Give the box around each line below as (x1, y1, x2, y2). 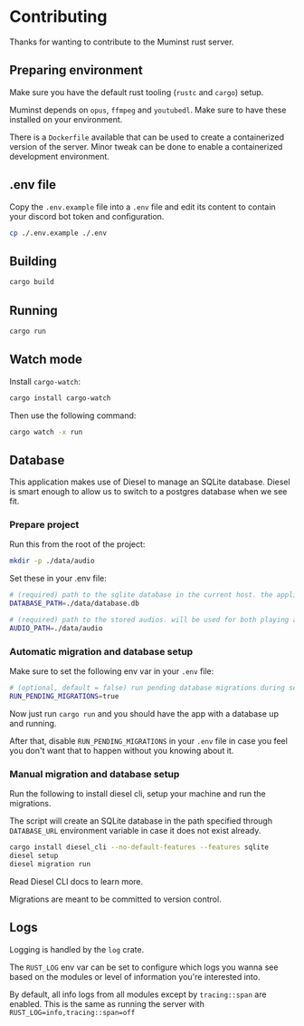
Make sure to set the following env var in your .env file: (9, 666, 214, 677)
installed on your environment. (9, 113, 123, 124)
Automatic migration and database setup (9, 645, 194, 658)
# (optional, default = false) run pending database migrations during (9, 683, 285, 693)
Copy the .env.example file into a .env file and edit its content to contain (9, 201, 276, 212)
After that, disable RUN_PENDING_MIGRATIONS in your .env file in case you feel (9, 735, 288, 746)
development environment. (9, 151, 110, 161)
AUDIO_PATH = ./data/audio (9, 623, 103, 632)
